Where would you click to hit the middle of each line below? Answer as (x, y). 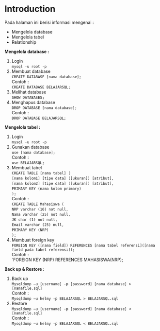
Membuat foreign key (33, 240)
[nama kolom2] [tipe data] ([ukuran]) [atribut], (63, 183)
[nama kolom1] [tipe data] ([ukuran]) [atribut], (63, 178)
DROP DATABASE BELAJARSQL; (39, 118)
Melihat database (29, 92)
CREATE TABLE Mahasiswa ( (38, 204)
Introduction (30, 9)
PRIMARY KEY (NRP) (30, 230)
